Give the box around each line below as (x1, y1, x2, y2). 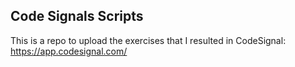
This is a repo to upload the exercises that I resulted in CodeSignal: (10, 34, 287, 46)
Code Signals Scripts (10, 8, 144, 25)
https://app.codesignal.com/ (10, 45, 128, 57)
